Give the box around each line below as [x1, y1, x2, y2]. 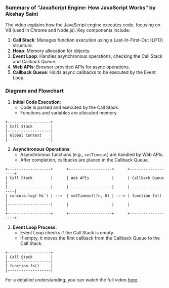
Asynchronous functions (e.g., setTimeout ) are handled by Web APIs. [20, 151, 164, 157]
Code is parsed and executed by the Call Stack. [20, 104, 119, 110]
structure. [12, 43, 33, 49]
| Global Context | [5, 133, 53, 138]
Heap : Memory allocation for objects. [12, 48, 91, 54]
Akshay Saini [5, 10, 38, 17]
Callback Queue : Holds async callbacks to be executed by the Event [12, 69, 156, 75]
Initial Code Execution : [12, 99, 61, 105]
